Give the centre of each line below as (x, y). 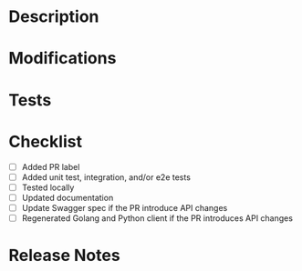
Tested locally (48, 187)
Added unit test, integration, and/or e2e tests (106, 177)
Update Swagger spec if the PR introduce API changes (125, 207)
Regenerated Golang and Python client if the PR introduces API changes (157, 218)
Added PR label (51, 166)
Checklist (46, 141)
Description (54, 17)
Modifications (62, 59)
